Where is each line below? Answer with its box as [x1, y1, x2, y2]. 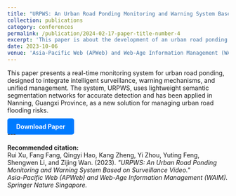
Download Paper [16, 122, 65, 131]
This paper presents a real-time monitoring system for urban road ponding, [7, 68, 225, 77]
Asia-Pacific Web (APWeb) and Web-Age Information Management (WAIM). [7, 173, 228, 181]
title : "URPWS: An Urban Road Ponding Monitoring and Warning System [7, 10, 216, 18]
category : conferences [7, 23, 74, 30]
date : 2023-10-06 [7, 43, 58, 50]
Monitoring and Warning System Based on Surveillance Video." [7, 166, 191, 174]
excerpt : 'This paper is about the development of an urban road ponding [7, 37, 228, 44]
